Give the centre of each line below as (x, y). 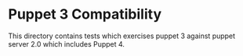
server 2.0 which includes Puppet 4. (67, 44)
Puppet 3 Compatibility (85, 14)
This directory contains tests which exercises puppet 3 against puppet (122, 36)
